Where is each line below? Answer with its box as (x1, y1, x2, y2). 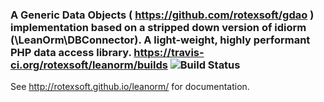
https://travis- (133, 45, 205, 59)
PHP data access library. (10, 45, 132, 59)
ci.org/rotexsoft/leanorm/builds (10, 58, 168, 72)
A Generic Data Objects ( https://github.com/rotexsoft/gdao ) (10, 8, 315, 22)
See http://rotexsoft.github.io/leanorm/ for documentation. (10, 81, 250, 93)
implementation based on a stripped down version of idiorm (10, 20, 307, 34)
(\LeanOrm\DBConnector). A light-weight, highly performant (10, 33, 311, 47)
